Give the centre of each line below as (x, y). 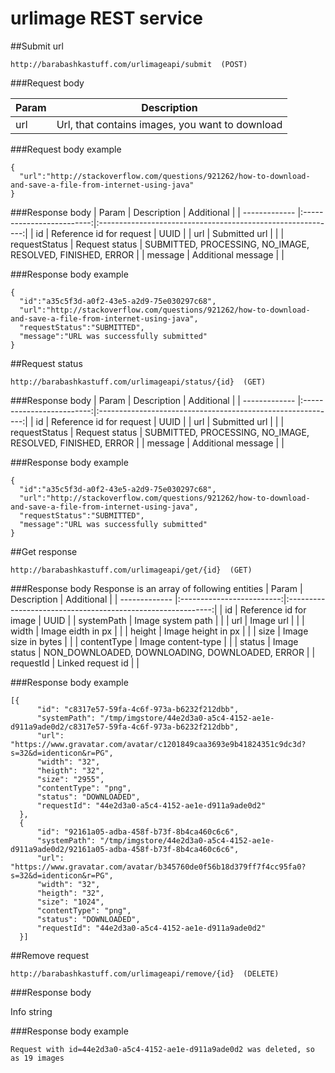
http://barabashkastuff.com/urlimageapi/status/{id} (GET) (138, 382)
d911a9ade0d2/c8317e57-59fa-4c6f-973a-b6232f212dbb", (125, 727)
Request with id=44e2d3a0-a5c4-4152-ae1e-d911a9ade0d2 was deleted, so (162, 1049)
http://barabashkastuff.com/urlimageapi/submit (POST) (129, 64)
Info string (31, 1011)
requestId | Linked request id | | (75, 663)
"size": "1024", (70, 902)
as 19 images (37, 1058)
